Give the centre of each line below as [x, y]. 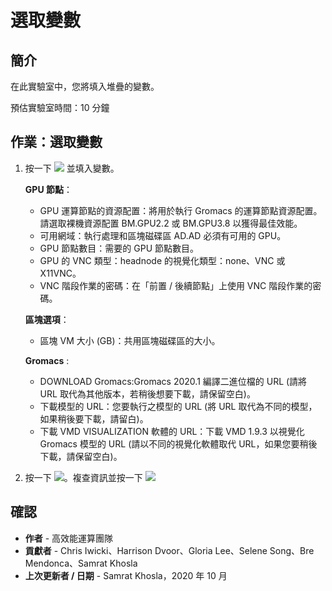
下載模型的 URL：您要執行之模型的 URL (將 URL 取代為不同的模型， [178, 406]
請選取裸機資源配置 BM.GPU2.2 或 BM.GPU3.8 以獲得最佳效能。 [171, 223]
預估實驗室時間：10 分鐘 [60, 107]
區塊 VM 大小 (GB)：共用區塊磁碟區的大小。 [130, 340]
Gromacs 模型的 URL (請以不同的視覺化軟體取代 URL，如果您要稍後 [178, 443]
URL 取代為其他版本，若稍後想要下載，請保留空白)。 [147, 393]
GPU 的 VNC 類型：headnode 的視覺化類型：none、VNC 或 [162, 260]
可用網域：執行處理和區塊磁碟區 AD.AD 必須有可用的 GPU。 [163, 235]
